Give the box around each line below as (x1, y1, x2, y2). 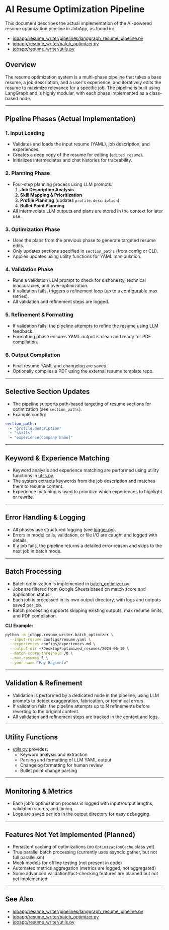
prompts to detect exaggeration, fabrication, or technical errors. (12, 697, 145, 704)
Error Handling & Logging (5, 513, 86, 522)
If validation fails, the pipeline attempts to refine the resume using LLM (12, 323, 158, 329)
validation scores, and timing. (12, 806, 74, 812)
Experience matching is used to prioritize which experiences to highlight (12, 489, 162, 495)
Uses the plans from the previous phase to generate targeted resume (12, 238, 156, 244)
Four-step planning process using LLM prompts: (12, 181, 113, 187)
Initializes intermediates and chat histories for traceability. (12, 157, 132, 163)
